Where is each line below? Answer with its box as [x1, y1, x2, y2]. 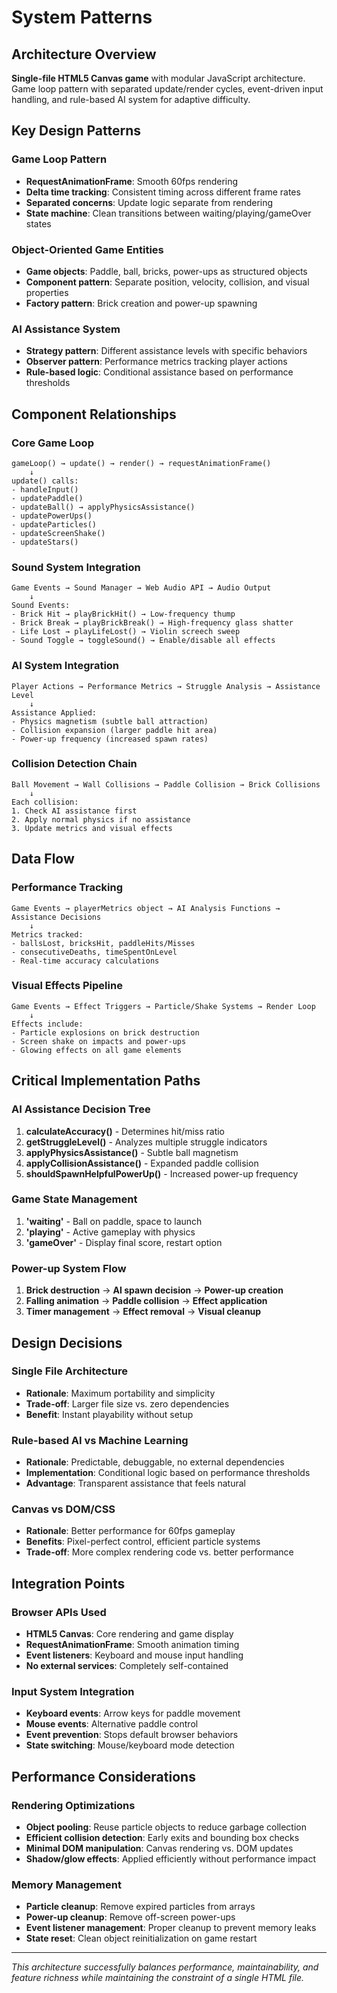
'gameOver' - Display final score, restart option [25, 1236, 223, 1248]
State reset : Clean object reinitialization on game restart [25, 1932, 258, 1945]
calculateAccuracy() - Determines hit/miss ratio [25, 1125, 226, 1137]
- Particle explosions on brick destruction [11, 1027, 200, 1038]
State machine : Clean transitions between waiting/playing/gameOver [25, 207, 312, 219]
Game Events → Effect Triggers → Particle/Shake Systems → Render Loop [11, 1001, 316, 1011]
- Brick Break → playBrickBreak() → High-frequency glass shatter [11, 618, 294, 628]
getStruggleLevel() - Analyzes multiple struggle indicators [25, 1136, 268, 1148]
